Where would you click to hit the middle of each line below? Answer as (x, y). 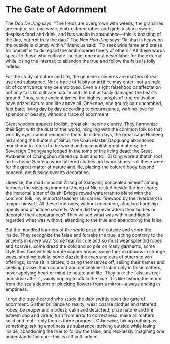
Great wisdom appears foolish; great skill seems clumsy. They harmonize (82, 124)
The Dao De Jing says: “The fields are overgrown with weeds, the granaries (84, 23)
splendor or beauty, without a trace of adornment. (58, 114)
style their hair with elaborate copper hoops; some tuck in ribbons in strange (85, 251)
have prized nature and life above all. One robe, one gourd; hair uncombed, (84, 103)
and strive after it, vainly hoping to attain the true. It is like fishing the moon (83, 278)
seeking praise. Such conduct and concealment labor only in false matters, (83, 267)
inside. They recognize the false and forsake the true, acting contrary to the (84, 235)
